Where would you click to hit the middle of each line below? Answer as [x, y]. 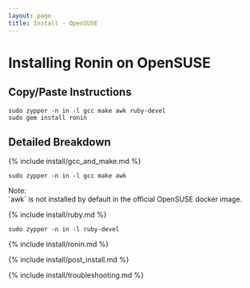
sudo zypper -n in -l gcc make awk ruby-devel [87, 110]
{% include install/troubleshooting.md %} [76, 275]
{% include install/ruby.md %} [58, 215]
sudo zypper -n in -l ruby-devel [64, 230]
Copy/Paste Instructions [70, 92]
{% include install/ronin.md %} [59, 244]
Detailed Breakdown [60, 142]
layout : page [30, 16]
